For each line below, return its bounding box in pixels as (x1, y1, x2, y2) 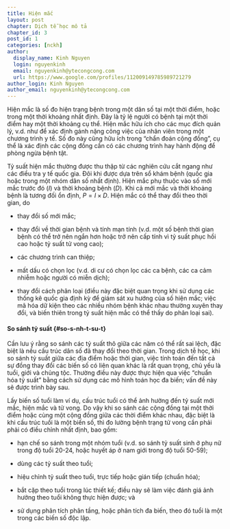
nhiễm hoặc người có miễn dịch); (16, 273, 110, 282)
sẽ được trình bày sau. (7, 383, 71, 391)
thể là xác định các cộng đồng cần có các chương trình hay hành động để (7, 142, 216, 150)
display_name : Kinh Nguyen (13, 55, 90, 62)
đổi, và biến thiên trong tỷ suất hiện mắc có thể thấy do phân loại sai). (16, 309, 214, 317)
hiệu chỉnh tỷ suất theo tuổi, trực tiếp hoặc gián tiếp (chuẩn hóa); (16, 473, 201, 481)
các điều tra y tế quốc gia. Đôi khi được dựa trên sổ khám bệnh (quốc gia (7, 169, 214, 178)
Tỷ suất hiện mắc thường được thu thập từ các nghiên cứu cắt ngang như (7, 162, 213, 171)
